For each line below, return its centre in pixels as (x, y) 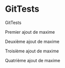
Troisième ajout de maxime (32, 51)
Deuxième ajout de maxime (32, 41)
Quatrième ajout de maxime (33, 60)
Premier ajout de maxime (30, 32)
